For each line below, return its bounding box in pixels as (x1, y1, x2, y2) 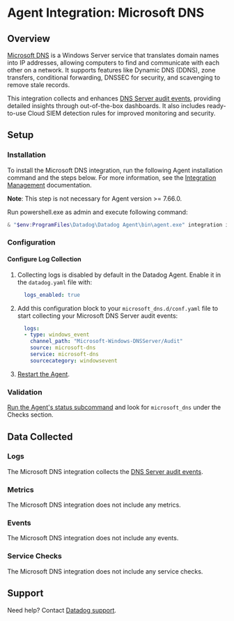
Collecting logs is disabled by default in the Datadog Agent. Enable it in (17, 270, 221, 279)
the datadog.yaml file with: (17, 277, 93, 286)
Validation (7, 387, 43, 397)
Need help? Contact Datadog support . (7, 606, 117, 614)
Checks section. (7, 411, 54, 419)
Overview (7, 33, 51, 45)
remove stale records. (7, 81, 70, 89)
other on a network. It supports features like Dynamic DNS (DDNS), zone (7, 66, 216, 74)
